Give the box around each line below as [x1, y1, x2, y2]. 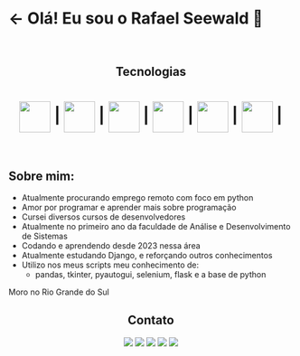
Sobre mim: [8, 168, 75, 183]
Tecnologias [115, 64, 187, 80]
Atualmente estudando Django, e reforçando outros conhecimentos [21, 250, 273, 261]
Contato [127, 313, 174, 328]
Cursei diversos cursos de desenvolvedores [21, 211, 186, 222]
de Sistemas [21, 230, 69, 242]
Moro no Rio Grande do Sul [8, 286, 109, 297]
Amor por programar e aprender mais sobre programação [21, 202, 237, 213]
